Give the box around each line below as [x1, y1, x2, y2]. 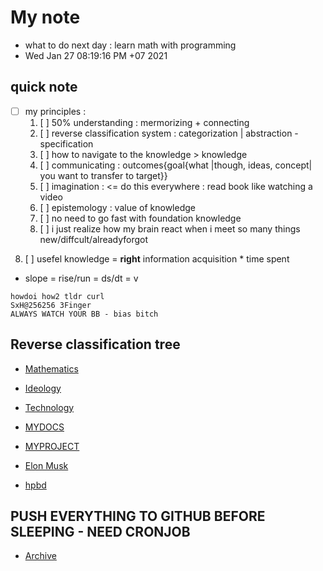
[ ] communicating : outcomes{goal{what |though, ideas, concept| [39, 159, 313, 171]
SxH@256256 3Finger [10, 300, 92, 310]
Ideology [24, 382, 62, 394]
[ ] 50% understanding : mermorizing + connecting [39, 116, 250, 128]
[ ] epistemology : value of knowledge [39, 201, 196, 213]
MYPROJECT [24, 440, 80, 452]
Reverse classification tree [10, 336, 181, 353]
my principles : [24, 105, 87, 117]
